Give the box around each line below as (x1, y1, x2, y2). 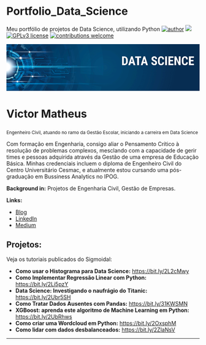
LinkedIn (15, 215, 37, 222)
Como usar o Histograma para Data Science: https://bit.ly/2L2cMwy (15, 267, 189, 275)
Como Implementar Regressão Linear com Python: (15, 274, 147, 281)
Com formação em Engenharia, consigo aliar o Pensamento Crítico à (6, 140, 180, 148)
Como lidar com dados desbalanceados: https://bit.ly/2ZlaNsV (15, 326, 176, 333)
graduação (6, 173, 34, 180)
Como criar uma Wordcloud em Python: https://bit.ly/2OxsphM (15, 319, 177, 327)
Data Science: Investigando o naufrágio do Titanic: (15, 287, 148, 294)
